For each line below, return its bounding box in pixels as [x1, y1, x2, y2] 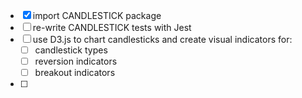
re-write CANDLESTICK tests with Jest [32, 22, 192, 33]
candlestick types [34, 44, 108, 56]
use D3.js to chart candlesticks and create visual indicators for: [32, 34, 293, 45]
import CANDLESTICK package [32, 10, 162, 21]
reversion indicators [34, 55, 118, 68]
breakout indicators [34, 67, 116, 79]
